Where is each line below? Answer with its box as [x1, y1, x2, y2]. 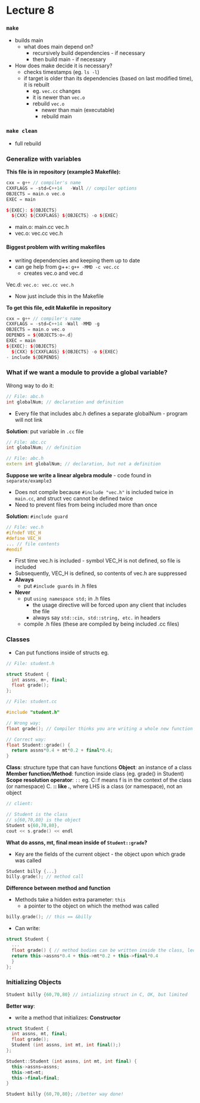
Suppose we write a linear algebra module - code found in [6, 472, 152, 479]
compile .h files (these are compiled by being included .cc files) [23, 620, 180, 627]
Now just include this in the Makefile [14, 293, 104, 300]
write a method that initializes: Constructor [14, 1014, 121, 1021]
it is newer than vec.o [32, 94, 85, 101]
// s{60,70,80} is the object [6, 817, 82, 823]
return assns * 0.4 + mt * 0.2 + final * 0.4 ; [11, 747, 113, 754]
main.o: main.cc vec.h [14, 223, 69, 231]
